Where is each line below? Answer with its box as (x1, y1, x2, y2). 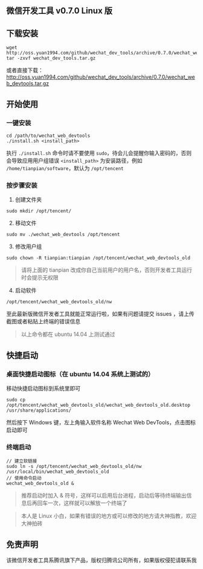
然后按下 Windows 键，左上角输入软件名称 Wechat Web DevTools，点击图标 (6, 418, 196, 426)
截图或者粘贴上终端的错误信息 (6, 318, 80, 325)
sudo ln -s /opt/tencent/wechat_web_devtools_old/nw (6, 464, 142, 470)
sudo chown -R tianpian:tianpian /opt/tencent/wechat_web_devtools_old (6, 255, 190, 261)
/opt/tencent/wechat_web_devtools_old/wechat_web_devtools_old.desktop (6, 402, 190, 408)
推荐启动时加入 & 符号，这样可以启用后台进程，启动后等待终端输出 (21, 492, 187, 499)
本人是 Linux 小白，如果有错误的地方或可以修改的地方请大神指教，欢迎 (21, 512, 197, 519)
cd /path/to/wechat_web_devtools (6, 133, 91, 139)
